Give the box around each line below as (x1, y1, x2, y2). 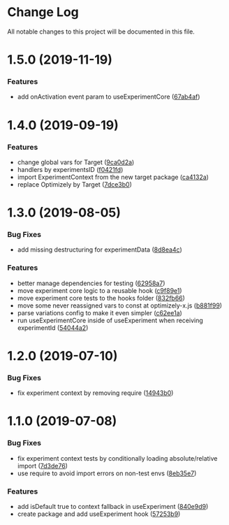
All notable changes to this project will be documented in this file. (7, 27, 195, 36)
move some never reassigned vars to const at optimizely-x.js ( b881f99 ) (17, 301, 222, 310)
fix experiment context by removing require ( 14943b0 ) (17, 389, 174, 397)
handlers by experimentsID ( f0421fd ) (17, 165, 124, 173)
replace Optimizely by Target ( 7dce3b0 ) (17, 180, 133, 189)
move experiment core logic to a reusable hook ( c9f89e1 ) (17, 286, 183, 294)
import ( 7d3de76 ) (17, 461, 68, 470)
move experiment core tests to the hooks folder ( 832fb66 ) (17, 294, 185, 302)
